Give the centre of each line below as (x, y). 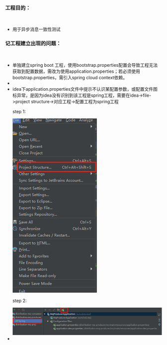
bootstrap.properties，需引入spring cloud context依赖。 (70, 77)
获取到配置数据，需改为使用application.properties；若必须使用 (76, 71)
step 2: (19, 301)
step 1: (19, 111)
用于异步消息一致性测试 (36, 29)
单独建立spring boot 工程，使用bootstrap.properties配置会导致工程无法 (85, 65)
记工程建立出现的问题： (33, 43)
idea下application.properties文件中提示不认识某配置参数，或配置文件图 (85, 89)
